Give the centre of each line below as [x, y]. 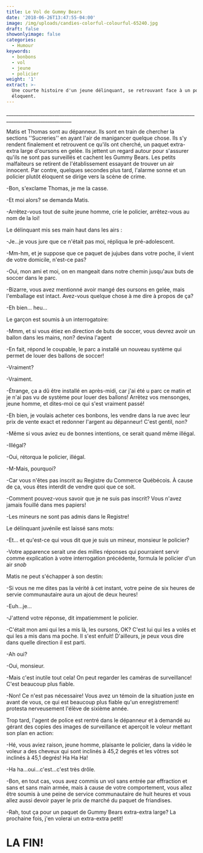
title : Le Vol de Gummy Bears [44, 12]
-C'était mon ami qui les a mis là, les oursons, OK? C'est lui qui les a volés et [101, 629]
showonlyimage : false [34, 34]
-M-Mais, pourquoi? [31, 469]
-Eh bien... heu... [27, 307]
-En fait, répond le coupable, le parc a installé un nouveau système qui [94, 349]
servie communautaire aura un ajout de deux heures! [72, 594]
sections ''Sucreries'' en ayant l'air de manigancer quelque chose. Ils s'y [97, 138]
